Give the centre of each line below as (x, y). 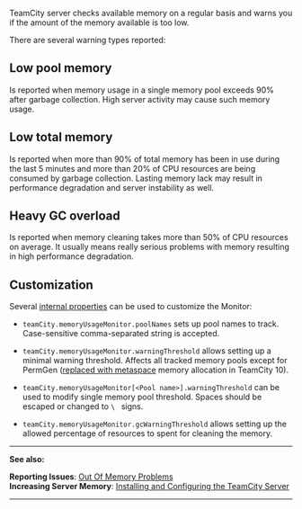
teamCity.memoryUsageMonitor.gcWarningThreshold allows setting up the (155, 424)
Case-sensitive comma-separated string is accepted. (121, 334)
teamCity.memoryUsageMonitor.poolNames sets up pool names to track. (151, 324)
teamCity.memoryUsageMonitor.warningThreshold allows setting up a (147, 351)
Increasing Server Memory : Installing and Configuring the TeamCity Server (150, 487)
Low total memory (61, 137)
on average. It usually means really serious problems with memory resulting (150, 247)
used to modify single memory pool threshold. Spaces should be (142, 397)
